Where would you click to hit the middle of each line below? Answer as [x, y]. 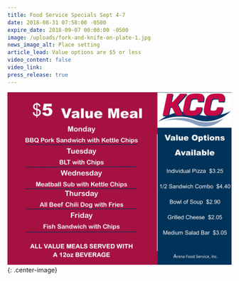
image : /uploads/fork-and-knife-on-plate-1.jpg [79, 38]
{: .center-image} [33, 270]
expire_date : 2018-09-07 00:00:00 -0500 [68, 30]
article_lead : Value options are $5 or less [74, 53]
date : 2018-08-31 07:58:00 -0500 [57, 22]
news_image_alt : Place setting [54, 45]
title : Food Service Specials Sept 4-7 [67, 15]
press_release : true [38, 75]
